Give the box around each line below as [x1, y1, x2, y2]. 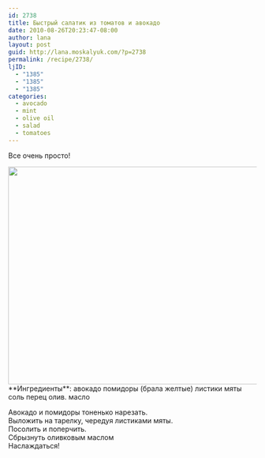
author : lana [8, 33, 51, 42]
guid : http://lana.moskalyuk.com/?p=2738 [8, 48, 147, 56]
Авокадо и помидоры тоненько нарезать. [8, 407, 148, 417]
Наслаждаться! [8, 441, 61, 450]
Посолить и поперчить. [8, 424, 87, 434]
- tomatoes [15, 129, 51, 137]
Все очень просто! [8, 151, 71, 160]
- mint [15, 107, 37, 115]
